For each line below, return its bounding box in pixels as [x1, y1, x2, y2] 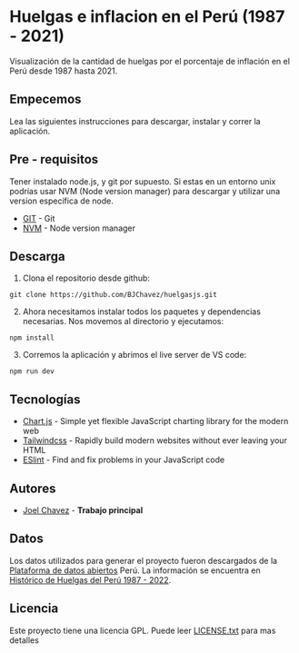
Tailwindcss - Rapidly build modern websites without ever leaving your [22, 435, 288, 446]
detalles [9, 634, 39, 646]
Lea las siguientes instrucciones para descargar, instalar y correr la [9, 115, 261, 126]
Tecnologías [9, 391, 81, 407]
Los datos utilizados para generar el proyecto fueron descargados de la [9, 555, 278, 566]
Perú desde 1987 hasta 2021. [9, 65, 118, 76]
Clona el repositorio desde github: [22, 272, 150, 283]
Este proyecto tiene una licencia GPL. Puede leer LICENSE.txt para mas [9, 625, 276, 636]
